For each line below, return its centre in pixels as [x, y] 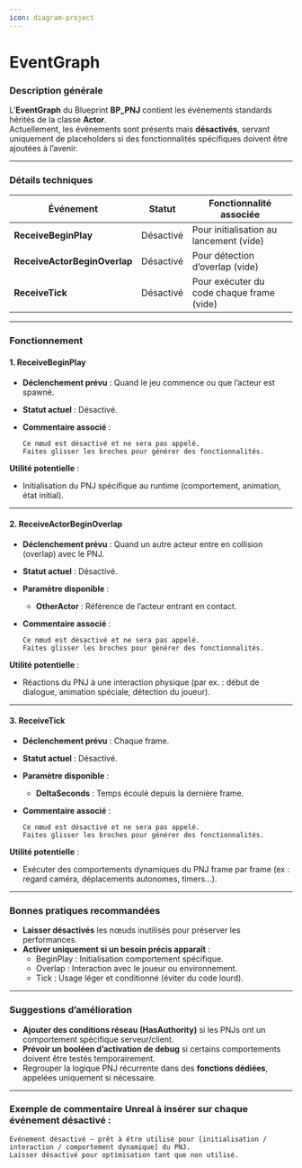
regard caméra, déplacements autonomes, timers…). [120, 879]
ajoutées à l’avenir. [44, 149]
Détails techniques [51, 180]
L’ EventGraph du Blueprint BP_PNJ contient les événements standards [141, 110]
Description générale [56, 90]
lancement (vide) [228, 242]
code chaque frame [234, 293]
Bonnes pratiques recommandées [85, 910]
